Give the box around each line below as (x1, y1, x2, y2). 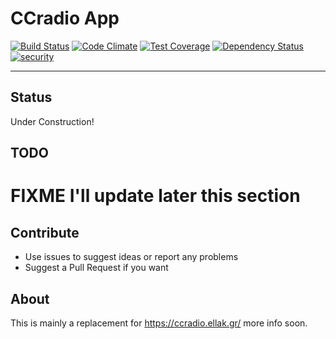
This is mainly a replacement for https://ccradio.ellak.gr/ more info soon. (10, 317, 308, 329)
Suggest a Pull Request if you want (24, 262, 169, 274)
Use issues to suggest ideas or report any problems (24, 251, 239, 263)
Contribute (10, 224, 80, 241)
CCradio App (10, 7, 120, 30)
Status (10, 89, 53, 106)
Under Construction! (10, 115, 95, 127)
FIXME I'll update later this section (10, 185, 301, 207)
